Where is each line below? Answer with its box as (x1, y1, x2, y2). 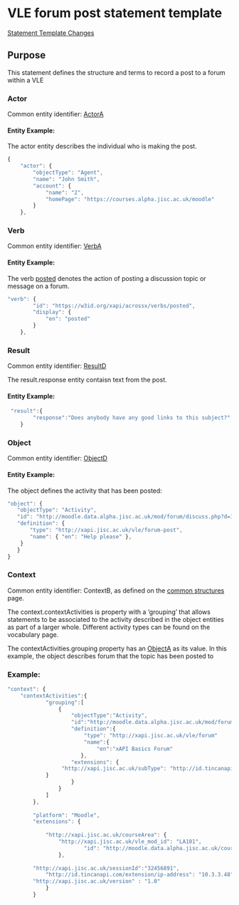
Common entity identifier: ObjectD (7, 454, 108, 463)
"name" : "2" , (45, 189, 84, 196)
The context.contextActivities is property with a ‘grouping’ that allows (7, 608, 211, 616)
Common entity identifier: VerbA (7, 242, 102, 250)
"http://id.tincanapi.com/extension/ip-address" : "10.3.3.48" (45, 871, 234, 879)
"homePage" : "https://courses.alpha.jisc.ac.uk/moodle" (45, 195, 215, 203)
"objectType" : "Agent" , (33, 169, 103, 176)
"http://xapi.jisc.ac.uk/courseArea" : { (45, 832, 167, 839)
